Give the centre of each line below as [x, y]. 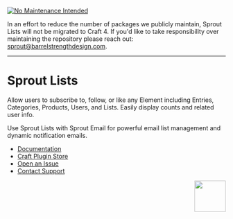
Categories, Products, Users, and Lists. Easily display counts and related [111, 107]
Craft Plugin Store [43, 156]
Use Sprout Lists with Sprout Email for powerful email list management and [114, 128]
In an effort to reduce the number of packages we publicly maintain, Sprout [114, 24]
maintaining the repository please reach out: [70, 39]
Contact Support [41, 170]
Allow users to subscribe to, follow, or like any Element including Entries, [111, 100]
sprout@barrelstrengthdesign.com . [57, 46]
